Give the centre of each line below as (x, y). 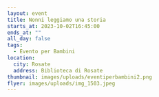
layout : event (28, 13)
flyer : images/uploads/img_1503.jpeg (61, 83)
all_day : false (29, 39)
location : (21, 58)
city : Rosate (32, 64)
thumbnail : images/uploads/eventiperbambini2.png (80, 77)
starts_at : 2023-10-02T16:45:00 (53, 26)
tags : (15, 45)
